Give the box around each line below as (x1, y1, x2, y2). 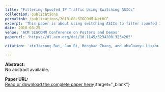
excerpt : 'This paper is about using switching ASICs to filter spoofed (5, 21, 157, 26)
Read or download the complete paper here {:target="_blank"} (5, 81, 130, 87)
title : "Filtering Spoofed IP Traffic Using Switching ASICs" (5, 7, 135, 12)
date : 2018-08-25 (5, 26, 41, 31)
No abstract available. (5, 66, 50, 72)
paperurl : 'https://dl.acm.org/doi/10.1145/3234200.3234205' (5, 35, 133, 40)
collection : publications (5, 12, 58, 17)
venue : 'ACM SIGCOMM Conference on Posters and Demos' (5, 30, 120, 35)
